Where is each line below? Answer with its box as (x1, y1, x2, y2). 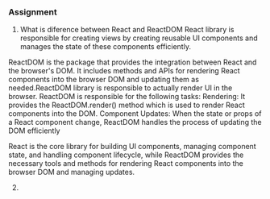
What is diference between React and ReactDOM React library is (19, 25, 235, 35)
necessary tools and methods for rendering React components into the (8, 159, 243, 168)
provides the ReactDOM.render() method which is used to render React (8, 100, 245, 110)
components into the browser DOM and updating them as (8, 75, 200, 85)
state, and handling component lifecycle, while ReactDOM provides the (8, 150, 244, 160)
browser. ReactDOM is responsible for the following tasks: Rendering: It (8, 92, 246, 102)
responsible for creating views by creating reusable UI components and (19, 33, 258, 43)
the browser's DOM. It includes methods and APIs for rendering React (8, 66, 240, 76)
